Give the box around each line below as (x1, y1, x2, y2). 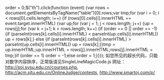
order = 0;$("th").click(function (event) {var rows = (5, 5, 110, 10)
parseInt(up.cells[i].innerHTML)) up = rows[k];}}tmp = (5, 41, 116, 47)
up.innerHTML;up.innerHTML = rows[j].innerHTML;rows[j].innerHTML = (5, 47, 153, 52)
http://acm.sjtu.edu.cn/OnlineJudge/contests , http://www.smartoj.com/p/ (5, 70, 155, 75)
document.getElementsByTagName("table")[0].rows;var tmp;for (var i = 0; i (5, 10, 160, 16)
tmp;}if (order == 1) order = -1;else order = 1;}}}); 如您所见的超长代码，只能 (5, 52, 158, 58)
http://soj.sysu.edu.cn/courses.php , (5, 64, 79, 70)
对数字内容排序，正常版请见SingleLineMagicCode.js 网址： (5, 59, 126, 64)
